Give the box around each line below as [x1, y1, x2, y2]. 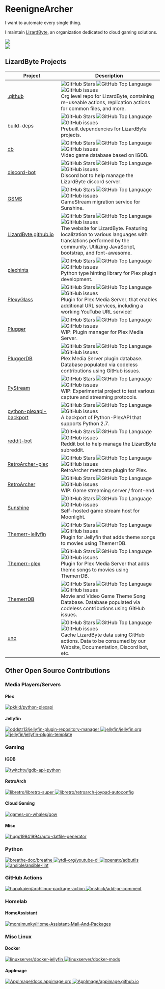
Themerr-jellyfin [7, 531, 46, 537]
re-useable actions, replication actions [60, 99, 151, 106]
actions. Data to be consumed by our [60, 637, 146, 644]
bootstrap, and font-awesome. [60, 249, 132, 256]
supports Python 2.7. [60, 420, 110, 427]
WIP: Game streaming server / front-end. [60, 487, 156, 494]
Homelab [5, 898, 27, 904]
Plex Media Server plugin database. [60, 355, 143, 362]
